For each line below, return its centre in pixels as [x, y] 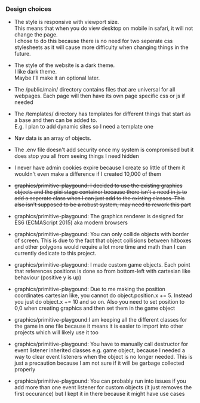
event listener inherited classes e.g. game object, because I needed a [100, 350]
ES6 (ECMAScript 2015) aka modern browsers [71, 222]
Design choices [29, 9]
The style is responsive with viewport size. [67, 22]
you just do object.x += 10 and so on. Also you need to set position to [99, 302]
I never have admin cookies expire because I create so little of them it [100, 168]
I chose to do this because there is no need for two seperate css [93, 41]
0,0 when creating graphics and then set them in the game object [95, 308]
